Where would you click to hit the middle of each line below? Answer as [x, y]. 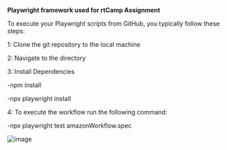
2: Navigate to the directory [47, 58]
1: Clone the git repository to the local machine [74, 44]
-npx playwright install [39, 98]
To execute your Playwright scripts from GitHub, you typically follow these [113, 23]
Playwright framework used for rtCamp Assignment [84, 10]
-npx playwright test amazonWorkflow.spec [70, 126]
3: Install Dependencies [41, 72]
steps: [16, 31]
